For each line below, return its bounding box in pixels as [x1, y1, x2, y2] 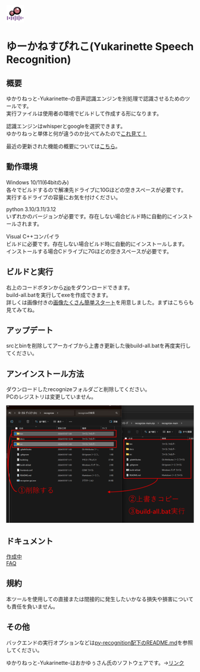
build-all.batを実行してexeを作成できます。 [6, 291, 111, 298]
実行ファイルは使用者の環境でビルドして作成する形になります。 [6, 110, 162, 117]
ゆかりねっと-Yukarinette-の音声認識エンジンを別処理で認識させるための [6, 95, 186, 102]
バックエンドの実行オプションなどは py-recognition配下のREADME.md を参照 [6, 639, 193, 646]
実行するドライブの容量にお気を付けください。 [6, 193, 121, 201]
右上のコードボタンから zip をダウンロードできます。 [6, 284, 133, 291]
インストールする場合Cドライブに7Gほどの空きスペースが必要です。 [6, 247, 173, 255]
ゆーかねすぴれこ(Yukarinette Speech [6, 40, 194, 54]
